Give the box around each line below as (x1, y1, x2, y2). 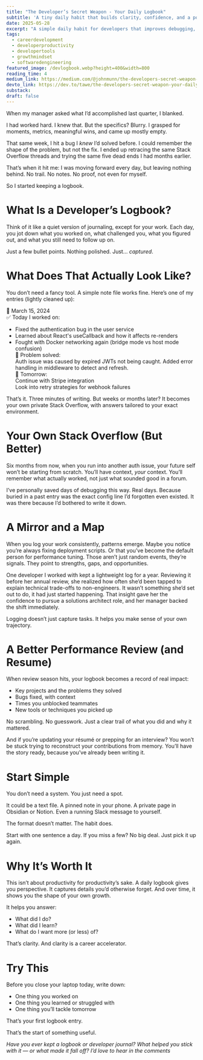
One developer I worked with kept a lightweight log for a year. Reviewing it (6, 571, 192, 579)
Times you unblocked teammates (14, 700, 98, 707)
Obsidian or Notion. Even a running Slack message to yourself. (6, 808, 162, 815)
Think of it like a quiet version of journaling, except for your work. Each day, (6, 223, 195, 230)
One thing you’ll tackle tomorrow (14, 1006, 97, 1013)
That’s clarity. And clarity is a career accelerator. (6, 940, 127, 947)
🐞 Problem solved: (14, 351, 61, 358)
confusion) (14, 345, 42, 352)
